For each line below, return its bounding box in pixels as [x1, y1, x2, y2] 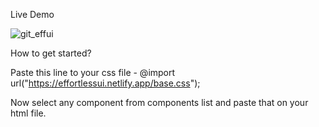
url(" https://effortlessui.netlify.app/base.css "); [10, 77, 201, 89]
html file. [10, 107, 47, 119]
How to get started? [10, 47, 92, 59]
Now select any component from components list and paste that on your [10, 97, 309, 108]
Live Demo [10, 9, 55, 20]
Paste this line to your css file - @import [10, 67, 176, 78]
